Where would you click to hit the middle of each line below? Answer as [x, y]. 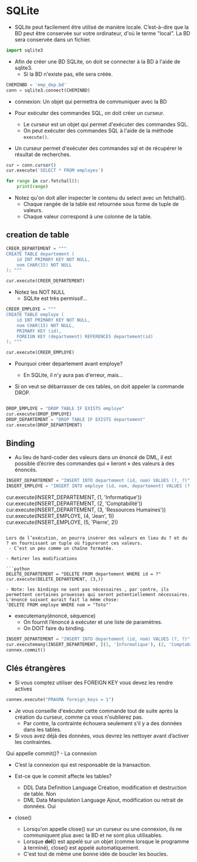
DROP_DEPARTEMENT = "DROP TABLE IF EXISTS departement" [76, 419]
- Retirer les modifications [42, 559]
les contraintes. [33, 742]
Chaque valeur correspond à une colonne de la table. [88, 217]
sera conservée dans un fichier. [53, 39]
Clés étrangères [36, 669]
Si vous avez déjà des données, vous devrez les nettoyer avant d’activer [102, 736]
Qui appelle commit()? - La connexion [52, 753]
